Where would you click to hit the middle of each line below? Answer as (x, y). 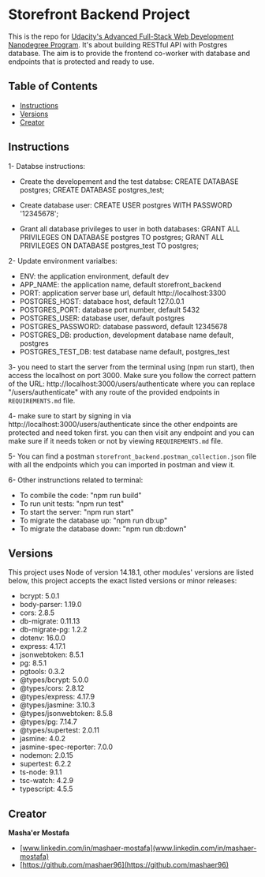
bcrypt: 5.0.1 (39, 596)
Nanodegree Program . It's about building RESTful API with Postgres (118, 44)
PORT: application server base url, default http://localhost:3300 (123, 293)
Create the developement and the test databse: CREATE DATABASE (129, 181)
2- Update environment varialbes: (63, 260)
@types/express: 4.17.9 (57, 697)
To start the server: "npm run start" (77, 512)
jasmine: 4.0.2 (42, 739)
